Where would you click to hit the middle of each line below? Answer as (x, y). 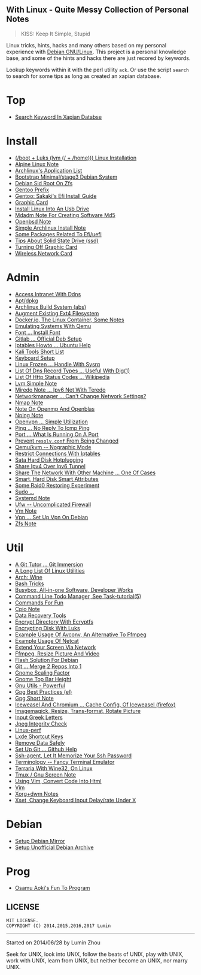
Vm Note (26, 511)
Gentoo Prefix (32, 189)
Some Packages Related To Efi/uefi (58, 234)
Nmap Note (29, 402)
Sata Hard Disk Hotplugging (49, 460)
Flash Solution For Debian (47, 660)
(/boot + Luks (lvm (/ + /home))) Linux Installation (76, 158)
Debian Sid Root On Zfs (44, 183)
